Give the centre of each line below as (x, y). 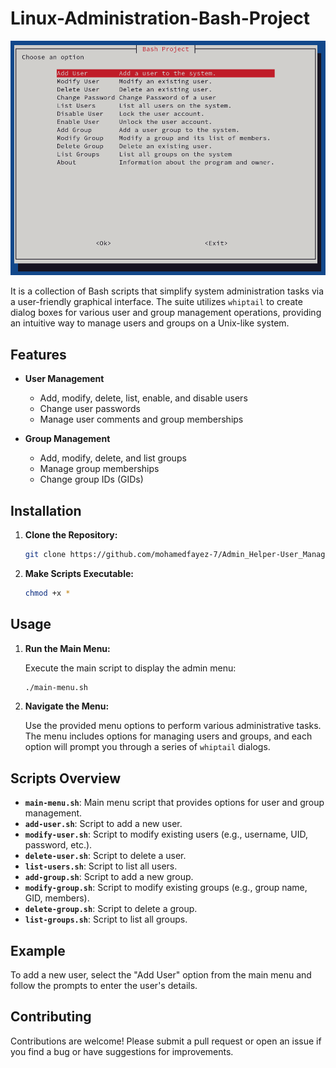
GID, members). (57, 898)
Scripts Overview (66, 778)
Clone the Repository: (71, 534)
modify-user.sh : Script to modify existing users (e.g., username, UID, (166, 834)
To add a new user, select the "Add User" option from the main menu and (161, 975)
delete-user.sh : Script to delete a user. (105, 856)
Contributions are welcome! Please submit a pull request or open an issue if (166, 1041)
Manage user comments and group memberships (141, 419)
